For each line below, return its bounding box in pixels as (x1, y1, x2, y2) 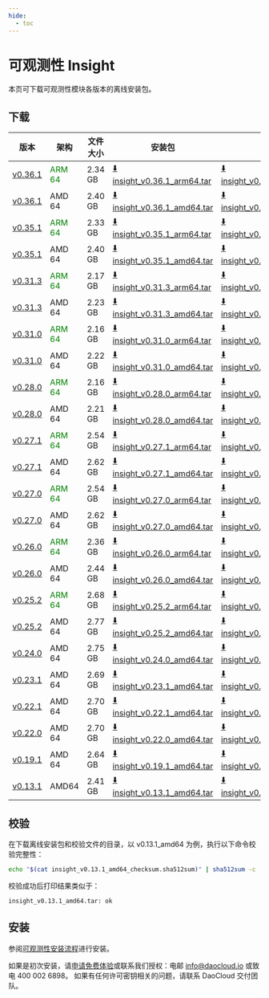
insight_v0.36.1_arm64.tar (112, 176, 212, 187)
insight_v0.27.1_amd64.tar (112, 468, 214, 479)
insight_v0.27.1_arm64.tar (112, 442, 212, 453)
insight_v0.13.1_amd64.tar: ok (8, 897, 113, 905)
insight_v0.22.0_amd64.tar (112, 734, 214, 745)
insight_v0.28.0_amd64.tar (112, 415, 214, 426)
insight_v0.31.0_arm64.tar (112, 335, 212, 346)
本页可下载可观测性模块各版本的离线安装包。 (8, 84, 156, 94)
